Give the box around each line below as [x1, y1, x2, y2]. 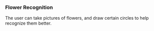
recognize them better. [5, 20, 52, 26]
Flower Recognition [5, 4, 53, 11]
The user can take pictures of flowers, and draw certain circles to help [5, 15, 149, 21]
